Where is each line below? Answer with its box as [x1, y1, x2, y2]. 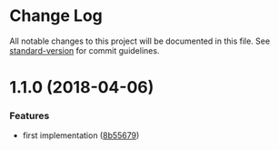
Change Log [9, 5, 103, 26]
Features [9, 110, 50, 123]
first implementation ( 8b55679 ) [22, 130, 140, 141]
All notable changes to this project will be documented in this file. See [9, 35, 271, 46]
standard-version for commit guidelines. [9, 45, 160, 55]
